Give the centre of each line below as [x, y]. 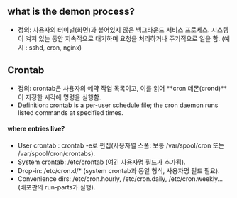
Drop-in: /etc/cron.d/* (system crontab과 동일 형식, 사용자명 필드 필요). [118, 170]
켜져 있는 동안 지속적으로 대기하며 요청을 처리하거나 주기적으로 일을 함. [123, 38]
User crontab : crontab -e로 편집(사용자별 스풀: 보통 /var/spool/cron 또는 [121, 145]
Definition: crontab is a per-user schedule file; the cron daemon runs [118, 105]
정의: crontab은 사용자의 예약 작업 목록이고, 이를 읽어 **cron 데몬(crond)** [122, 88]
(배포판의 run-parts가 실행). [56, 187]
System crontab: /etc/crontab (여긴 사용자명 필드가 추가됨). [101, 162]
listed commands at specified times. [70, 112]
